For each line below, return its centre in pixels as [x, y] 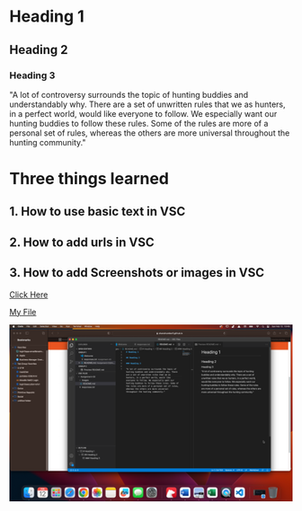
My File [23, 312]
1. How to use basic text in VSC [98, 211]
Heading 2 [39, 50]
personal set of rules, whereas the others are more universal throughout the [150, 133]
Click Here [29, 295]
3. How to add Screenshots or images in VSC [137, 273]
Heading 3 [32, 75]
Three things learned [89, 179]
